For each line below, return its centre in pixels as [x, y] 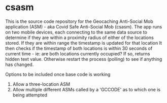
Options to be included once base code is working [58, 74]
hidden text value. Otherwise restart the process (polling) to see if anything [84, 59]
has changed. [20, 64]
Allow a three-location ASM [41, 84]
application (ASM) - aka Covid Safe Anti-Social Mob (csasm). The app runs [84, 26]
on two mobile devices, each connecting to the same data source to [76, 32]
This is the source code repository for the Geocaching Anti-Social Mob [79, 21]
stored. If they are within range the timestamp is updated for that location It [84, 43]
